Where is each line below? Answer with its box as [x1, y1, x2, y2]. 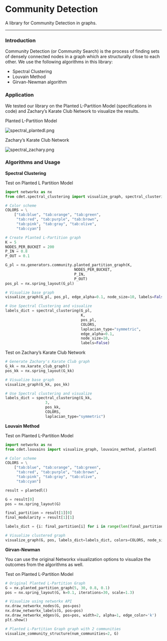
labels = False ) [81, 340, 110, 346]
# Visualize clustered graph [5, 533, 66, 538]
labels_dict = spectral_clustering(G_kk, [5, 396, 92, 401]
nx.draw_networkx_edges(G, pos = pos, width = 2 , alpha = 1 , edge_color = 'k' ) [5, 613, 157, 618]
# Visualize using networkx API [5, 599, 72, 604]
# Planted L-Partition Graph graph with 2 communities [5, 626, 121, 632]
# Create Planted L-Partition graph [5, 235, 81, 240]
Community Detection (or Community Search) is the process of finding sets [5, 48, 160, 54]
